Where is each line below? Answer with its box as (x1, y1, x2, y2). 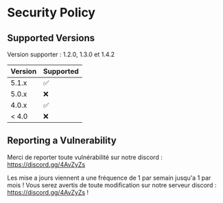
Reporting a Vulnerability (7, 135, 117, 147)
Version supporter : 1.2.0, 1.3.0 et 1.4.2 (7, 50, 115, 58)
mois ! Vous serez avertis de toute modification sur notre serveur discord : (7, 180, 217, 189)
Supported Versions (7, 32, 95, 44)
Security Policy (7, 5, 96, 21)
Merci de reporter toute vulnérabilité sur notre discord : (7, 153, 163, 161)
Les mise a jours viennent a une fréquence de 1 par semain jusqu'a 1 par (7, 174, 211, 182)
